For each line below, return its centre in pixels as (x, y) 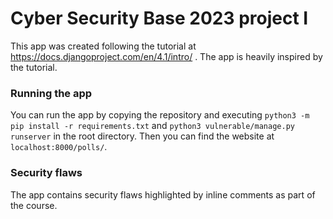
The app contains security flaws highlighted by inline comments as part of (163, 194)
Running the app (51, 93)
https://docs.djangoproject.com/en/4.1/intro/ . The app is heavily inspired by (166, 56)
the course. (34, 205)
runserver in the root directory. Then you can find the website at (142, 136)
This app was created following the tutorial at (103, 46)
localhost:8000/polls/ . (59, 147)
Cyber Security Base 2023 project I (159, 18)
